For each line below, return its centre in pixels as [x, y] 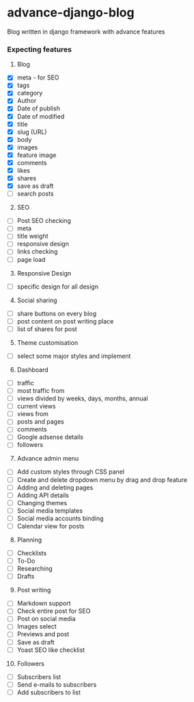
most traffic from [41, 390]
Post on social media [46, 619]
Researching [34, 569]
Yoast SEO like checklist [51, 650]
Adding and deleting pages [55, 487]
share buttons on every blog [57, 313]
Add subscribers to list [48, 692]
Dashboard [33, 370]
